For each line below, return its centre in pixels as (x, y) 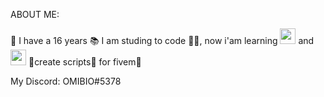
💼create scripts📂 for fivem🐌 (85, 62)
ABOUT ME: (35, 14)
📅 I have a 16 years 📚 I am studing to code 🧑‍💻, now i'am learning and (162, 40)
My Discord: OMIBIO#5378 (66, 81)
